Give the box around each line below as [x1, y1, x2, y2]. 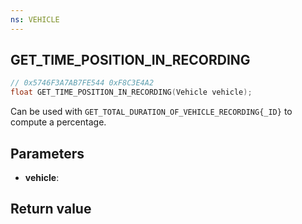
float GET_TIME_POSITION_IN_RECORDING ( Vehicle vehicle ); [10, 87, 253, 98]
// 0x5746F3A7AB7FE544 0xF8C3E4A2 [10, 78, 155, 88]
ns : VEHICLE [10, 14, 60, 25]
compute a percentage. [10, 116, 107, 128]
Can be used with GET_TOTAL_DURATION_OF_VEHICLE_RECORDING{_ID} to [10, 106, 293, 118]
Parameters [10, 145, 85, 162]
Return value [10, 201, 92, 218]
